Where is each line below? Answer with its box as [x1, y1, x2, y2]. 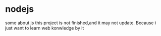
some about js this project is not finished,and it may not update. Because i [5, 20, 156, 26]
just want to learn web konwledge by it [5, 25, 84, 31]
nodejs [5, 3, 34, 15]
